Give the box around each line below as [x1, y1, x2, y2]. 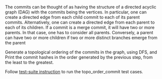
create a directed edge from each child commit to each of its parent [5, 14, 140, 20]
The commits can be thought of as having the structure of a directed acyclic [5, 4, 156, 10]
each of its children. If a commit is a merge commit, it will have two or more [5, 25, 155, 30]
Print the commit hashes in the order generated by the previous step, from [5, 54, 153, 60]
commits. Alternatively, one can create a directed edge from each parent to [5, 19, 155, 25]
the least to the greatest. [5, 60, 54, 65]
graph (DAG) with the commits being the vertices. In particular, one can [5, 9, 147, 15]
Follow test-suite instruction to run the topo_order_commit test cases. [5, 69, 144, 74]
